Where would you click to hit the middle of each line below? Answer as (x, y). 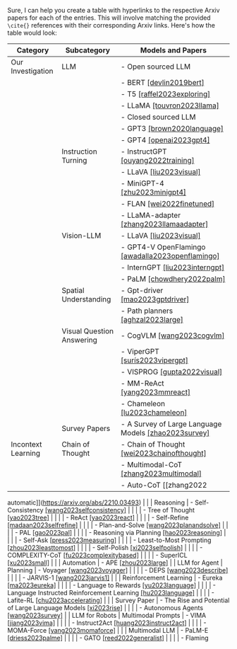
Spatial (73, 291)
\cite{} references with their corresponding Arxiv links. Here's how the (111, 25)
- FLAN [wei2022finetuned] (168, 203)
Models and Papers (173, 50)
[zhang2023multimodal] (162, 473)
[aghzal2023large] (152, 320)
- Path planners (147, 311)
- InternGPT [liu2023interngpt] (172, 267)
